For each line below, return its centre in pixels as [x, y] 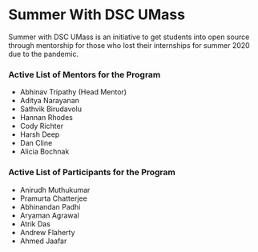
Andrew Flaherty [47, 232]
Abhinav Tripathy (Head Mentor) [73, 92]
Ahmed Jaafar [43, 241]
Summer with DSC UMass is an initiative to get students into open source [129, 37]
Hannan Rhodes [46, 118]
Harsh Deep [40, 134]
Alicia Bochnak [44, 152]
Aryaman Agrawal [50, 215]
